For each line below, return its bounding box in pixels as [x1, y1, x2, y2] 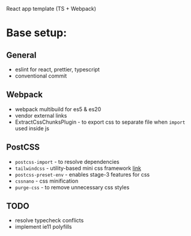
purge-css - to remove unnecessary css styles [14, 183, 130, 191]
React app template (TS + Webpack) [6, 5, 97, 12]
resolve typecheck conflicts [14, 217, 84, 224]
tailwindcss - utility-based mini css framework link [14, 165, 142, 172]
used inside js [14, 124, 50, 132]
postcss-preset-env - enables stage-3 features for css [14, 171, 150, 178]
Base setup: [6, 26, 67, 40]
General [6, 50, 37, 60]
